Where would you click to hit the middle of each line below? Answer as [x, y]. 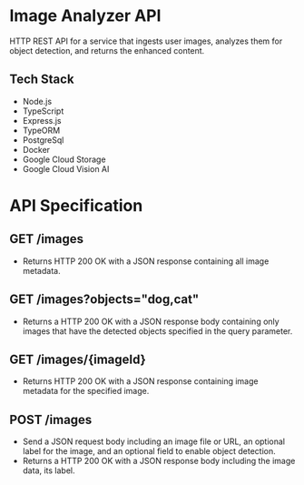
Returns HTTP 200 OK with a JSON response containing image [140, 381]
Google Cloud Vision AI [66, 168]
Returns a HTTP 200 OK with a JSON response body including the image [159, 461]
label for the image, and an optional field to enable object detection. [149, 451]
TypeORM [41, 130]
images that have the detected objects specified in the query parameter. [157, 331]
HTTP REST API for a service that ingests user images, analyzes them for [146, 41]
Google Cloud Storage [64, 159]
